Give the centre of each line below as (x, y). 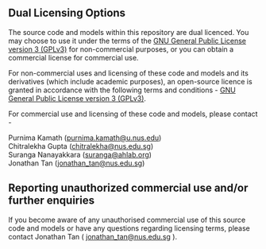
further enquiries (52, 201)
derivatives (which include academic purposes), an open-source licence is (130, 81)
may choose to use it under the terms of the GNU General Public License (127, 41)
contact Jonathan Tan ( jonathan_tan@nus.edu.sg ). (93, 236)
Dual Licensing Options (67, 13)
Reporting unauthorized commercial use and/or (128, 188)
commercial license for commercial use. (73, 57)
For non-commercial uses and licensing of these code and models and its (128, 73)
